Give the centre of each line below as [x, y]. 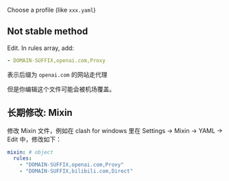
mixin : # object [30, 152]
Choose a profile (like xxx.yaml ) [51, 10]
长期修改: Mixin [40, 113]
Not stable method [48, 31]
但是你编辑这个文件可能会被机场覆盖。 [61, 89]
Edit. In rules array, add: [40, 48]
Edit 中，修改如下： [34, 139]
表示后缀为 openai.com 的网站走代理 [57, 74]
